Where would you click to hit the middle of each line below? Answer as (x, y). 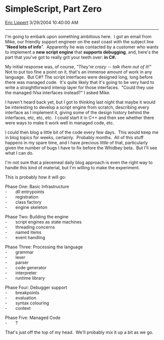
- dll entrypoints (25, 192)
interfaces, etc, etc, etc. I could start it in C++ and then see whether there (80, 118)
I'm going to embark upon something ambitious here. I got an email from (78, 36)
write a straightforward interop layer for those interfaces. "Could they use (79, 87)
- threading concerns (30, 227)
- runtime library (25, 278)
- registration (22, 197)
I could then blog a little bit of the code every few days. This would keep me (82, 132)
